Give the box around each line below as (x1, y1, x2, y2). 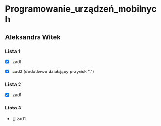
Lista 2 (5, 81, 21, 88)
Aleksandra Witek (5, 33, 61, 41)
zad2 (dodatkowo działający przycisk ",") (12, 68, 94, 74)
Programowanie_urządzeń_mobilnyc (5, 3, 157, 15)
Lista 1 (5, 48, 20, 54)
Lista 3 (5, 105, 21, 111)
